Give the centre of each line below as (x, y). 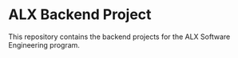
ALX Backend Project (80, 15)
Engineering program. (44, 44)
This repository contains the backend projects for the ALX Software (119, 37)
